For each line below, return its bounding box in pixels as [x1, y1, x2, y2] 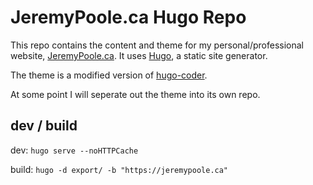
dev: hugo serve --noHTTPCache [10, 144, 139, 156]
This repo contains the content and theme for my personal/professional [10, 39, 304, 51]
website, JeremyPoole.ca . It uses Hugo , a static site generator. [10, 49, 268, 61]
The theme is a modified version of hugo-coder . [10, 69, 208, 81]
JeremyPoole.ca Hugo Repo [10, 6, 247, 29]
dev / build [10, 117, 78, 135]
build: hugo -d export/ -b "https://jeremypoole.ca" [10, 163, 229, 175]
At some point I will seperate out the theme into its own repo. [10, 88, 261, 100]
